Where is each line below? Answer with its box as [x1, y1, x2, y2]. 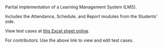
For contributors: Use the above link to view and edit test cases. [5, 37, 134, 43]
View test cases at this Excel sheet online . [5, 28, 90, 33]
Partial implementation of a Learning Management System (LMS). [5, 4, 137, 10]
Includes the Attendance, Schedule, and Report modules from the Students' [5, 14, 158, 19]
